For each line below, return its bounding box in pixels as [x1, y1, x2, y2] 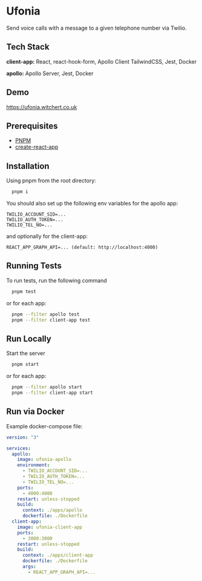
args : [22, 563, 36, 569]
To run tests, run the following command [6, 277, 107, 284]
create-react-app [15, 144, 59, 151]
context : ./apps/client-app [22, 553, 94, 559]
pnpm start [11, 362, 39, 368]
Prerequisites [6, 121, 58, 131]
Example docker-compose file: [6, 422, 83, 430]
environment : [17, 462, 50, 468]
